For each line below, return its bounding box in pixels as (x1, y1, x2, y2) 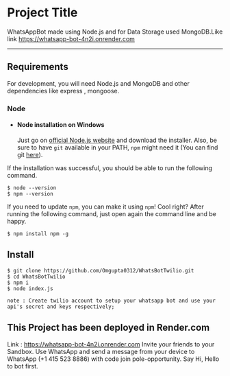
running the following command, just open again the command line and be (7, 209, 217, 218)
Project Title (7, 5, 78, 21)
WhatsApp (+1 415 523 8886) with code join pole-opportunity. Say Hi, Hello (7, 355, 220, 363)
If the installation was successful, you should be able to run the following (7, 163, 213, 172)
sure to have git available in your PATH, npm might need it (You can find (16, 143, 218, 152)
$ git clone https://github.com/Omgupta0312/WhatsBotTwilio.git (7, 267, 194, 274)
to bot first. (7, 362, 39, 370)
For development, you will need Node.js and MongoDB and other (7, 79, 190, 87)
